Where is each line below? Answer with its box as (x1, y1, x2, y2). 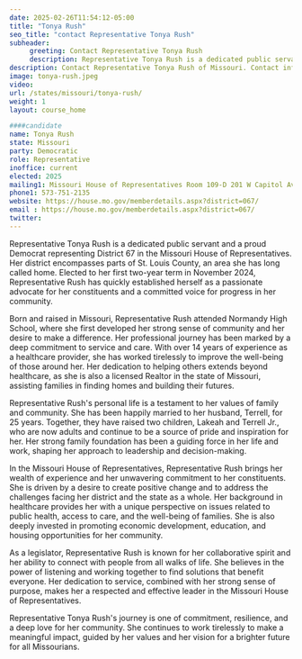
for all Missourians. (9, 641, 80, 652)
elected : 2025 (9, 172, 63, 181)
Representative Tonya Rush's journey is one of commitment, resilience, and (9, 612, 289, 623)
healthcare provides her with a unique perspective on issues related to (9, 501, 271, 511)
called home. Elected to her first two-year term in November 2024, (9, 266, 256, 277)
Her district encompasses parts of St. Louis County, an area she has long (9, 257, 280, 268)
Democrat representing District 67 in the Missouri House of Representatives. (9, 248, 292, 258)
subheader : (9, 38, 50, 48)
